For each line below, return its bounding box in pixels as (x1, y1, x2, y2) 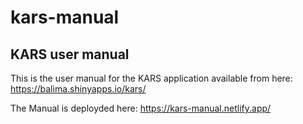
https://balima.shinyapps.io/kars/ (10, 83, 147, 95)
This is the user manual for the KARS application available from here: (10, 72, 293, 84)
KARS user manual (10, 46, 130, 63)
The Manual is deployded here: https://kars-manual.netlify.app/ (10, 102, 272, 114)
